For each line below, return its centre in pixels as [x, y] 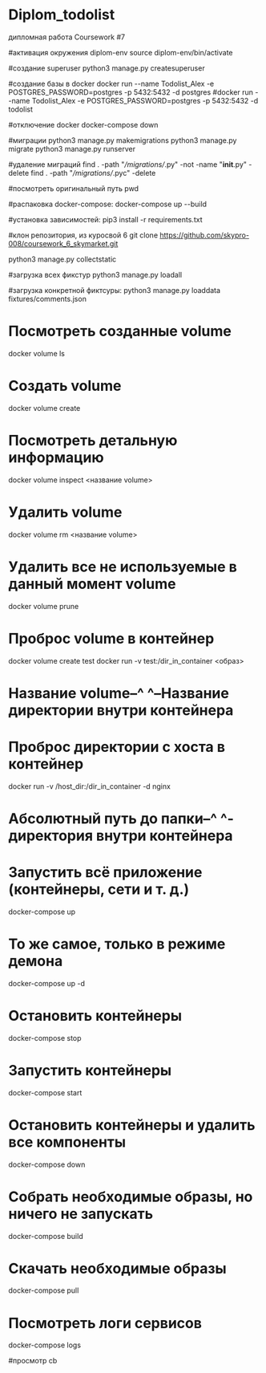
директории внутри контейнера [121, 710]
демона [36, 961]
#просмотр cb [33, 1361]
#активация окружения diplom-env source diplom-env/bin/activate [121, 52]
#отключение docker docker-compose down [83, 124]
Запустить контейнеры [90, 1070]
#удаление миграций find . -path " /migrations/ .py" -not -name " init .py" [127, 164]
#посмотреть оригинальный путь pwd [73, 188]
